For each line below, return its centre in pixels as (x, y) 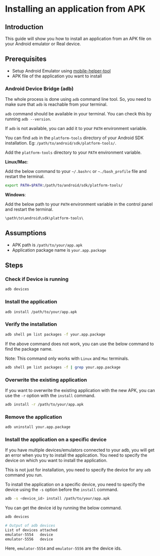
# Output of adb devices (30, 525)
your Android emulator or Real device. (43, 44)
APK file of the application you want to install (57, 76)
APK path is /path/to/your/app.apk (47, 245)
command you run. (24, 475)
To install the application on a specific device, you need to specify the (75, 484)
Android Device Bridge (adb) (39, 89)
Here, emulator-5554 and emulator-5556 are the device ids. (63, 548)
